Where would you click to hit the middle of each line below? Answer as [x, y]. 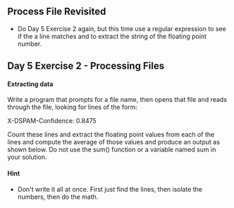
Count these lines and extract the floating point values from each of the [111, 134]
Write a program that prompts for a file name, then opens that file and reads [117, 100]
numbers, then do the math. [58, 197]
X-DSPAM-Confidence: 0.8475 [52, 121]
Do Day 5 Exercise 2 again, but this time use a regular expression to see [122, 28]
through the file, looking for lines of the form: [72, 107]
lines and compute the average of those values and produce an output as [114, 142]
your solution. [27, 157]
